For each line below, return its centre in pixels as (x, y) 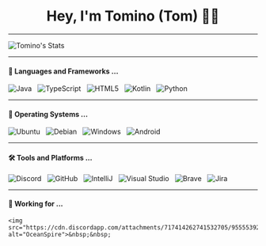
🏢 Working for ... (36, 204)
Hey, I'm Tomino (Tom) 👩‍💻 (133, 16)
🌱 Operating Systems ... (48, 114)
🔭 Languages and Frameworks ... (63, 71)
